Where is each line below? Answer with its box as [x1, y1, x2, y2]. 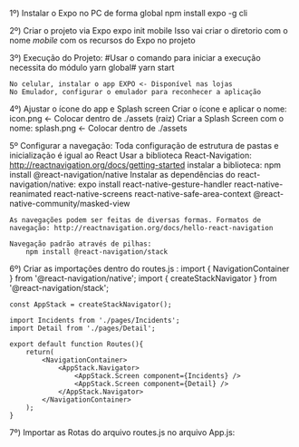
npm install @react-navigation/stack [25, 248, 169, 257]
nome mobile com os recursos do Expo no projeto [9, 35, 197, 45]
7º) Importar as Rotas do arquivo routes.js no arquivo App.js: [9, 427, 236, 438]
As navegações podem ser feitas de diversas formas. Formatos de [9, 216, 261, 225]
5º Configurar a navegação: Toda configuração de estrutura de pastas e [9, 141, 279, 151]
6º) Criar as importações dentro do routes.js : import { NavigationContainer [9, 263, 290, 274]
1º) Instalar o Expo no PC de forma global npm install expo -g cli [9, 8, 248, 18]
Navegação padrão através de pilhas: [9, 239, 152, 248]
